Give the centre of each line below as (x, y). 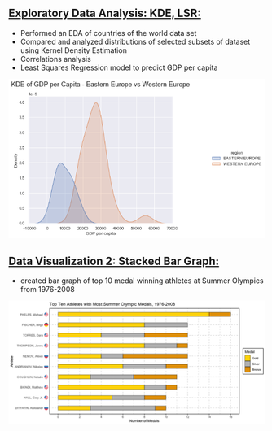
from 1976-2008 (47, 290)
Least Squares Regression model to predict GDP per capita (119, 67)
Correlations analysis (55, 59)
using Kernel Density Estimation (74, 50)
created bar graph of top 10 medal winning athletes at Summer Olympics (142, 281)
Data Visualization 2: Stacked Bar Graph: (114, 261)
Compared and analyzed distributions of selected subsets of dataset (135, 41)
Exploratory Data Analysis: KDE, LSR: (105, 13)
